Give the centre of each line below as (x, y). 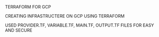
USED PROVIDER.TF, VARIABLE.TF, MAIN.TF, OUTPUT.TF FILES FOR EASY (79, 25)
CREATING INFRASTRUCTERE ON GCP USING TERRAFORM (65, 16)
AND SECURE (19, 30)
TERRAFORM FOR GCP (28, 7)
